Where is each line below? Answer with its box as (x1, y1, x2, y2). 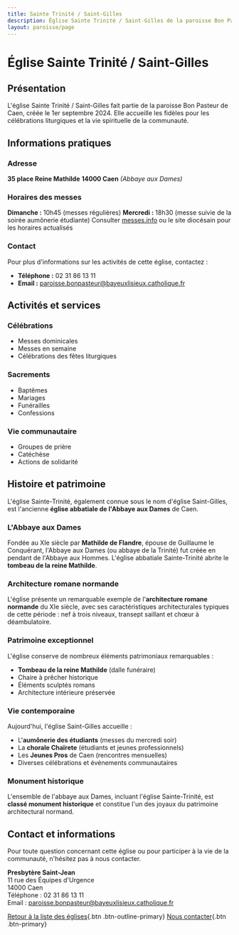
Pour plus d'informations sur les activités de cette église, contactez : (7, 257, 208, 266)
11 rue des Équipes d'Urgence (7, 876, 95, 885)
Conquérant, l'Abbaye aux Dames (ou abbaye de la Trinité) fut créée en (7, 546, 216, 555)
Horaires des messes (7, 192, 82, 202)
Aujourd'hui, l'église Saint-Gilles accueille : (7, 722, 133, 730)
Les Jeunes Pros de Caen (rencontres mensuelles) (17, 751, 167, 759)
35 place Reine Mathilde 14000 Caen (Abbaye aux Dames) (7, 175, 183, 183)
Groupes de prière (17, 442, 72, 451)
